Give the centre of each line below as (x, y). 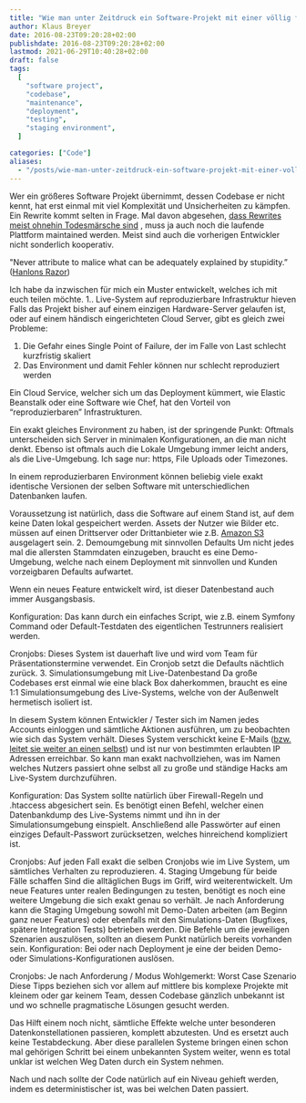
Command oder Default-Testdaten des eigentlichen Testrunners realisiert (147, 626)
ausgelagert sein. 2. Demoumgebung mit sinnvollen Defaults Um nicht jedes (152, 542)
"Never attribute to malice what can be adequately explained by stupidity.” (149, 262)
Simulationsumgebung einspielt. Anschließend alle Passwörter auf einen (145, 824)
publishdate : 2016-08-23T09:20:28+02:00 (87, 43)
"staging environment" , (71, 129)
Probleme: (29, 328)
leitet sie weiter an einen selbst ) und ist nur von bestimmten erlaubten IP (145, 748)
